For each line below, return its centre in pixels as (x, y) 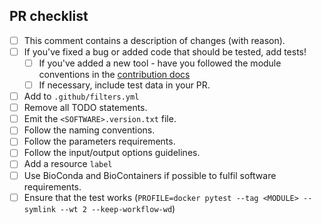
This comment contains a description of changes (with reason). (154, 40)
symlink (39, 209)
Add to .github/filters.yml (81, 96)
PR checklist (49, 16)
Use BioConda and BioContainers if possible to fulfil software (150, 175)
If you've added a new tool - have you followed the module (160, 63)
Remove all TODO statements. (85, 108)
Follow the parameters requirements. (99, 141)
